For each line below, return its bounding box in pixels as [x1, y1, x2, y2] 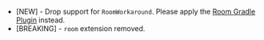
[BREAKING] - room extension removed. [15, 24, 146, 33]
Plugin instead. [15, 15, 66, 25]
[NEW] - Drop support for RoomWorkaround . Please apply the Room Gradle [15, 7, 256, 16]
